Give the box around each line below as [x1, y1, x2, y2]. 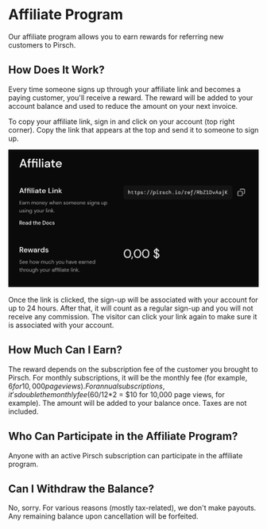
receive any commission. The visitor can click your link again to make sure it [8, 311, 257, 321]
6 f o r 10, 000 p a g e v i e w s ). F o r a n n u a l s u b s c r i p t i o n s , [8, 381, 165, 391]
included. [8, 407, 39, 416]
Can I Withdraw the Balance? [8, 482, 155, 496]
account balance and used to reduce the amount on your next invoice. [8, 101, 238, 110]
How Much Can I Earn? [8, 343, 123, 357]
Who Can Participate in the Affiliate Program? [8, 430, 238, 443]
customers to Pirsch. [8, 40, 76, 49]
